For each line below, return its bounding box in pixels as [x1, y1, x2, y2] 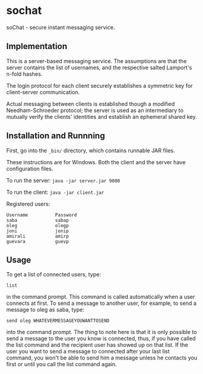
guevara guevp [6, 238, 69, 244]
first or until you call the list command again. [6, 361, 117, 368]
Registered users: [6, 200, 50, 207]
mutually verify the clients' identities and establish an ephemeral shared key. [6, 113, 198, 120]
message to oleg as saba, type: [6, 306, 85, 313]
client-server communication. [6, 88, 80, 96]
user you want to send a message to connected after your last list [6, 348, 170, 355]
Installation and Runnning [6, 131, 105, 141]
